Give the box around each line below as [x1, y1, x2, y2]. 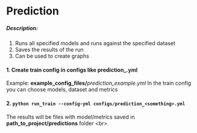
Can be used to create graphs [14, 52, 89, 60]
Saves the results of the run [14, 46, 84, 54]
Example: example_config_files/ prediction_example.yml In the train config [6, 79, 192, 87]
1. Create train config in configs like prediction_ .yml [6, 66, 138, 73]
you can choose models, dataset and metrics [6, 86, 118, 93]
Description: [6, 24, 38, 31]
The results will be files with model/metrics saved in [6, 113, 135, 120]
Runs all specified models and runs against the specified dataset [14, 40, 176, 47]
